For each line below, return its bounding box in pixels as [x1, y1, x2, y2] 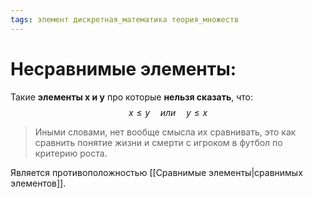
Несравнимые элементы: [10, 57, 237, 80]
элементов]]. [10, 177, 67, 189]
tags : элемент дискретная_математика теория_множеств [10, 14, 240, 25]
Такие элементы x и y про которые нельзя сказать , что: [10, 91, 254, 103]
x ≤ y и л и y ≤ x [128, 106, 208, 118]
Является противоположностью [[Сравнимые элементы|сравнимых [10, 166, 303, 178]
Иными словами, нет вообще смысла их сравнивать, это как [34, 126, 297, 138]
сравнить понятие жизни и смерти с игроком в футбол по [34, 136, 283, 148]
